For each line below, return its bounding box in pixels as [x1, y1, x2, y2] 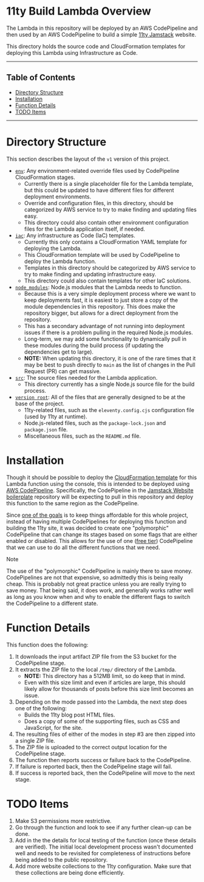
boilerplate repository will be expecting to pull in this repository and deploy [6, 493, 194, 500]
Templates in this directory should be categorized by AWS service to [24, 264, 196, 271]
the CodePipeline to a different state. [6, 600, 98, 607]
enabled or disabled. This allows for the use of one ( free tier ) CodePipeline [6, 537, 193, 544]
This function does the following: [6, 641, 89, 648]
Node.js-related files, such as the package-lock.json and [24, 419, 166, 427]
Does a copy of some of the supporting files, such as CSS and [24, 717, 180, 725]
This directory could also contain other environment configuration [24, 219, 189, 226]
